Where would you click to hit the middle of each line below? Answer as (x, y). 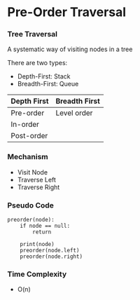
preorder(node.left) (50, 251)
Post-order (29, 136)
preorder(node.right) (51, 257)
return (42, 232)
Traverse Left (36, 179)
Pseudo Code (31, 205)
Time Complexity (37, 274)
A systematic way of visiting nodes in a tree (70, 49)
